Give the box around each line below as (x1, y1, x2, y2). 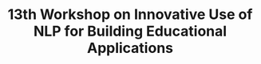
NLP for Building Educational (33, 22, 227, 40)
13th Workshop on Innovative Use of (7, 6, 253, 24)
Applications (86, 40, 174, 57)
